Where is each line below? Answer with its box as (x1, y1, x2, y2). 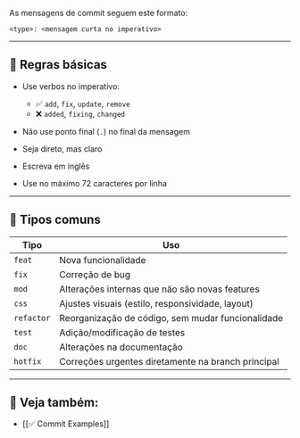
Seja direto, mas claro (21, 143, 103, 154)
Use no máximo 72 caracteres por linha (21, 178, 168, 188)
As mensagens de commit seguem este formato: (9, 8, 188, 18)
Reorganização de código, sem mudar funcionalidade (59, 311, 284, 324)
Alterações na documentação (59, 341, 183, 353)
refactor (13, 312, 51, 323)
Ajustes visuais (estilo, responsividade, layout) (59, 297, 254, 310)
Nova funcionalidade (59, 253, 146, 266)
